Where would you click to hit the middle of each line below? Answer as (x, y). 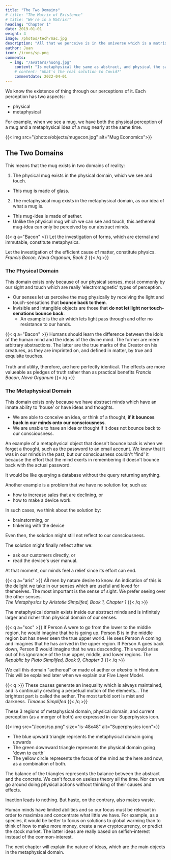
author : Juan (19, 48)
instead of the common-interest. (39, 837)
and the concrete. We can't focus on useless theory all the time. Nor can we (85, 779)
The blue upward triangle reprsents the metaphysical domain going (83, 737)
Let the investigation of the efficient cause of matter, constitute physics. (81, 252)
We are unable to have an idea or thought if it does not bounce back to (87, 428)
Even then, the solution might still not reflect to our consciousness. (75, 536)
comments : (16, 57)
